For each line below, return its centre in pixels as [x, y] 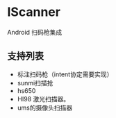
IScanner [34, 12]
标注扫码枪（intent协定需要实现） [65, 74]
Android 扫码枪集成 [35, 32]
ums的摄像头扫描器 [45, 108]
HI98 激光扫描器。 [43, 99]
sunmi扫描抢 [35, 83]
